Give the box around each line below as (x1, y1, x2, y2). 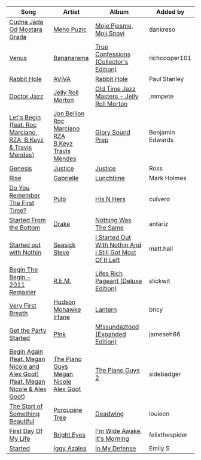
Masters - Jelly (95, 92, 139, 100)
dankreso (148, 25, 175, 34)
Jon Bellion (53, 109, 85, 118)
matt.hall (148, 244, 173, 253)
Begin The (9, 265, 38, 274)
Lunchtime (95, 174, 126, 182)
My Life (9, 435, 31, 443)
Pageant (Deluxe (95, 277, 142, 285)
